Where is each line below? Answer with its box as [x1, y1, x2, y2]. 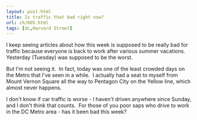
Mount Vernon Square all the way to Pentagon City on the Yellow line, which [6, 78, 191, 85]
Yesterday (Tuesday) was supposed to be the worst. [6, 54, 133, 61]
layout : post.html [6, 8, 51, 15]
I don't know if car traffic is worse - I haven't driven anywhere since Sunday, [6, 96, 192, 103]
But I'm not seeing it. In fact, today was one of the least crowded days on [6, 66, 185, 73]
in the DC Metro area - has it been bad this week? [6, 108, 127, 115]
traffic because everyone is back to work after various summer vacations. [6, 48, 186, 55]
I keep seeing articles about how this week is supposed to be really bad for [6, 41, 188, 48]
